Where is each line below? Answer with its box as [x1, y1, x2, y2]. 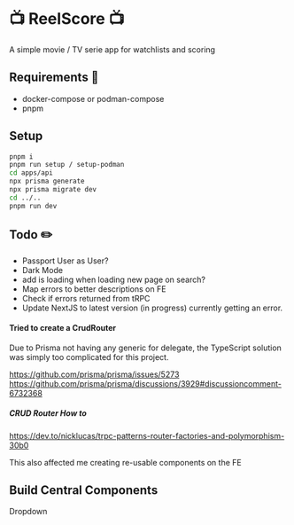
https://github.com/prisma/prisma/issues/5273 [9, 369, 180, 380]
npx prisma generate [9, 176, 86, 186]
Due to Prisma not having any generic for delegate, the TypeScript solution [9, 342, 282, 353]
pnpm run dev [9, 201, 58, 210]
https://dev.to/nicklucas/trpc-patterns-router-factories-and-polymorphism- [9, 430, 285, 441]
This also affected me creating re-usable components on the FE [9, 457, 242, 467]
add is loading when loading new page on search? [21, 274, 206, 285]
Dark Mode [21, 264, 64, 275]
